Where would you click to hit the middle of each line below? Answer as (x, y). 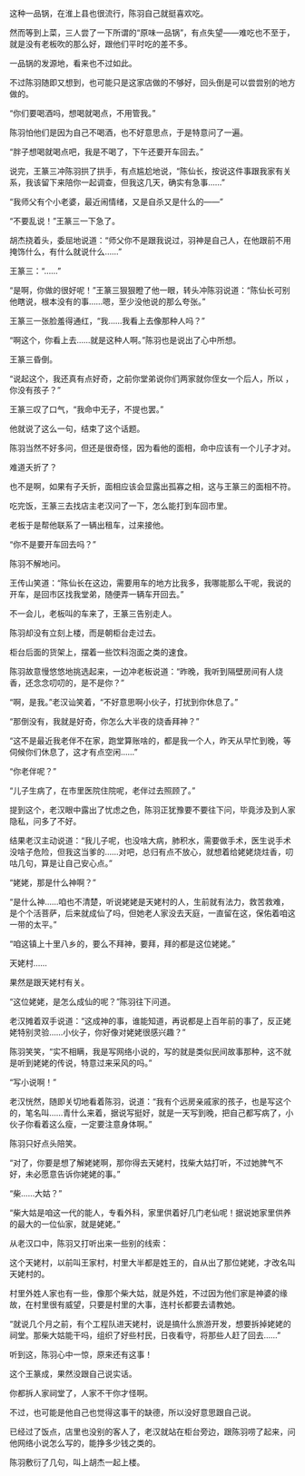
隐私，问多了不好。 (45, 821)
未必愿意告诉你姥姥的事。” (73, 1174)
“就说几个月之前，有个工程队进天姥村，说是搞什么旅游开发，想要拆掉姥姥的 (151, 1324)
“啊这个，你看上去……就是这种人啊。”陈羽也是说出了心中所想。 (125, 340)
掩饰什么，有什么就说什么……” (66, 251)
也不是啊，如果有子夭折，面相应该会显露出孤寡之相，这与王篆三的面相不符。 (152, 487)
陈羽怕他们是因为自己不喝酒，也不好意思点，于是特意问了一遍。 (128, 133)
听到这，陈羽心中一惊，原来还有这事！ (81, 1354)
